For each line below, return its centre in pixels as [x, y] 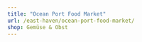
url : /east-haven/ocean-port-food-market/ [71, 21]
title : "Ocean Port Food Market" [57, 14]
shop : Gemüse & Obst [38, 27]
